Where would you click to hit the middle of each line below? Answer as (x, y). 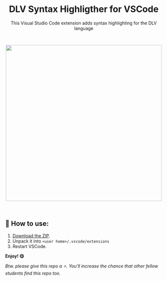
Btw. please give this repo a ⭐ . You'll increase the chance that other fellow (82, 266)
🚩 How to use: (27, 224)
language (84, 28)
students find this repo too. (33, 273)
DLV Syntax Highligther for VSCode (84, 9)
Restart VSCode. (29, 246)
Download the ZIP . (31, 236)
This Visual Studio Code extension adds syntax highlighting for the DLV (84, 23)
